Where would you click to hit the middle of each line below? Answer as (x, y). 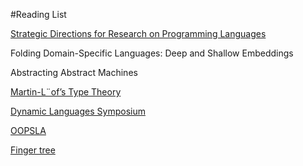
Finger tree (33, 150)
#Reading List (38, 14)
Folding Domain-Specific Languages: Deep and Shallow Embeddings (152, 53)
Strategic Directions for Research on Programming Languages (138, 33)
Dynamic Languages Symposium (78, 111)
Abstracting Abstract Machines (74, 72)
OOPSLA (28, 130)
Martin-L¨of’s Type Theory (66, 92)
